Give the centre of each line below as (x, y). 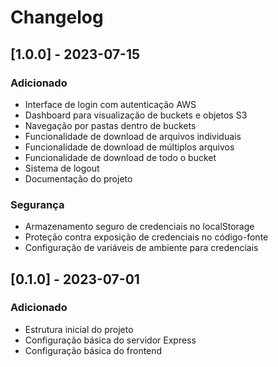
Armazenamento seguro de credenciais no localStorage (139, 227)
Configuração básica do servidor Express (110, 340)
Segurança (37, 204)
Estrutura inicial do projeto (79, 329)
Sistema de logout (62, 168)
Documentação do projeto (78, 178)
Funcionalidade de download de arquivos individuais (133, 136)
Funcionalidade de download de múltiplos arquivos (129, 147)
